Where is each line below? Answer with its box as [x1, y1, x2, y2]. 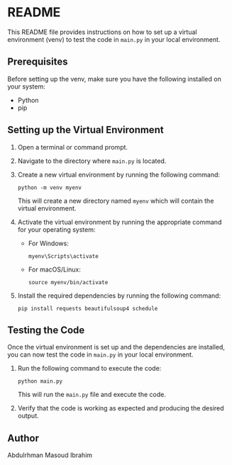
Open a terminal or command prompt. [17, 142, 128, 151]
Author [7, 432, 39, 444]
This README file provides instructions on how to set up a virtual [7, 28, 197, 36]
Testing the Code [7, 324, 85, 336]
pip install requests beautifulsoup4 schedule [17, 305, 158, 312]
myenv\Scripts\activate [28, 252, 99, 259]
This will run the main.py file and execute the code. [17, 391, 167, 399]
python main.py [17, 378, 63, 385]
